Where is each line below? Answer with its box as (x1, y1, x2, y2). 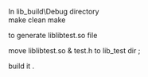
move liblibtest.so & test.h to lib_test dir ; (8, 46, 141, 55)
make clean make (8, 15, 66, 25)
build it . (8, 61, 35, 71)
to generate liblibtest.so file (8, 31, 98, 40)
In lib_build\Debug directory (8, 7, 99, 16)
